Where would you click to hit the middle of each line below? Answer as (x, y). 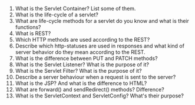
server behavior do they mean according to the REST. (80, 52)
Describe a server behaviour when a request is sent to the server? (95, 77)
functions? (28, 27)
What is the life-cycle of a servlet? (57, 15)
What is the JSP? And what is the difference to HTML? (81, 83)
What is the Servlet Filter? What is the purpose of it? (78, 71)
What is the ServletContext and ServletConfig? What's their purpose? (100, 96)
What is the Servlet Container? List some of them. (75, 9)
